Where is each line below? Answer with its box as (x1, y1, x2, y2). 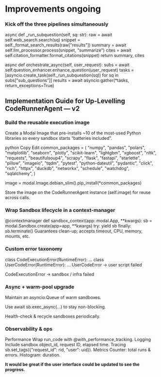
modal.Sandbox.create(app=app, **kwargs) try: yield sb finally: (5, 223, 132, 229)
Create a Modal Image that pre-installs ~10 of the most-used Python (5, 130, 142, 136)
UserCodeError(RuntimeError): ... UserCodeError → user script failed (5, 262, 142, 267)
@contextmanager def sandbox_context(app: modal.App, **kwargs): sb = (5, 218, 152, 224)
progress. (5, 367, 25, 373)
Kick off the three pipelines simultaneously (5, 21, 109, 28)
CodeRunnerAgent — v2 (5, 104, 80, 113)
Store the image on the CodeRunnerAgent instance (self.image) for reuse (5, 189, 151, 195)
